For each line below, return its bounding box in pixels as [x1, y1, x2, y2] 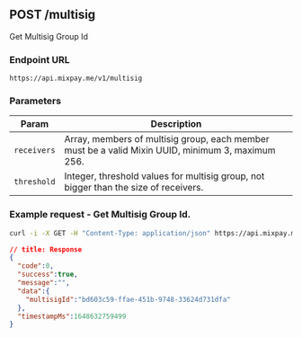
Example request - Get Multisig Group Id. [9, 208, 191, 221]
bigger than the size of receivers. [64, 182, 204, 194]
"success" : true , [17, 270, 78, 279]
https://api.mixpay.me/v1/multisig [9, 74, 143, 84]
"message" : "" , [17, 279, 70, 288]
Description [150, 118, 202, 130]
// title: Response [9, 244, 83, 254]
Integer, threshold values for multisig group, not [64, 170, 265, 182]
